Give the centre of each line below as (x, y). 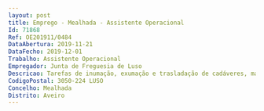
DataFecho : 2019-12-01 (45, 52)
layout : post (29, 15)
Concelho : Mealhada (40, 88)
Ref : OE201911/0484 (40, 37)
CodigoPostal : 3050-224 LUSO (56, 81)
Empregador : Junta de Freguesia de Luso (75, 66)
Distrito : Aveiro (37, 95)
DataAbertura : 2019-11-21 (50, 45)
